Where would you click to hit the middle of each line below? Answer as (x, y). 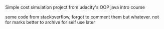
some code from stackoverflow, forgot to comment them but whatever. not (82, 17)
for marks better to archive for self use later (50, 22)
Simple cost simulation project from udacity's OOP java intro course (75, 7)
